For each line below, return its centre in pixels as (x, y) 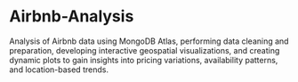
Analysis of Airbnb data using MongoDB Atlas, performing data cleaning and (149, 41)
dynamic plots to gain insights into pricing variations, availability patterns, (144, 60)
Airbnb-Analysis (72, 16)
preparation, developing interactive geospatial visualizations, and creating (145, 50)
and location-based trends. (59, 70)
